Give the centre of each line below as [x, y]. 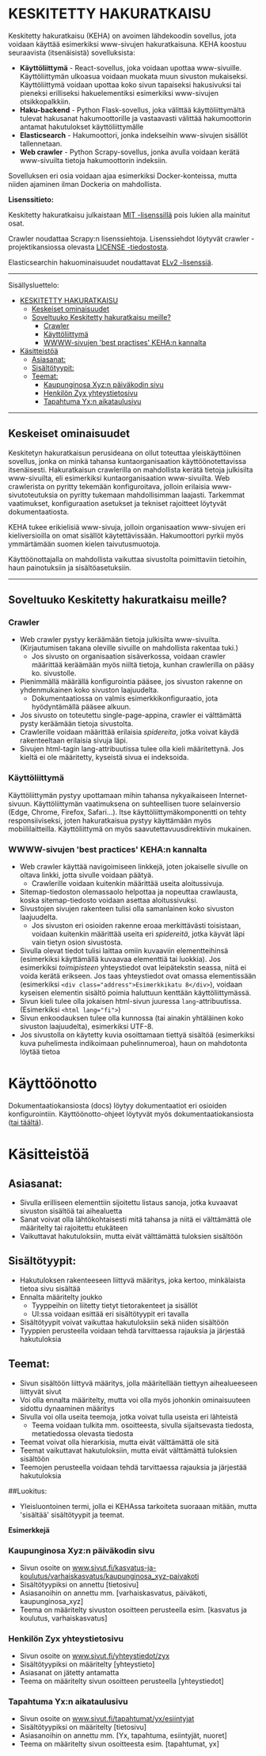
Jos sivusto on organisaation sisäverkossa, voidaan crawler [128, 656]
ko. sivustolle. [54, 673]
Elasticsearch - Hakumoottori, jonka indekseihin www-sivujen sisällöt [133, 135]
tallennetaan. [41, 143]
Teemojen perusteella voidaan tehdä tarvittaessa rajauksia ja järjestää [133, 1467]
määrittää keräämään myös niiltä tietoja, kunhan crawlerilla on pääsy [143, 665]
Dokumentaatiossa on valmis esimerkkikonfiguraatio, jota [125, 698]
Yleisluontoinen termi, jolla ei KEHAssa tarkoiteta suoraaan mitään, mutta [138, 1506]
